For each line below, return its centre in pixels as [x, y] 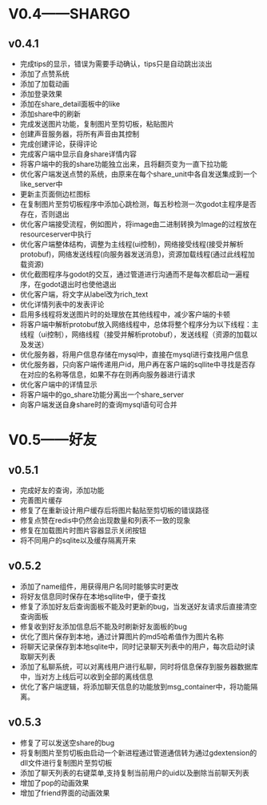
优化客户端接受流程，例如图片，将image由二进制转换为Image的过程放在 [138, 224]
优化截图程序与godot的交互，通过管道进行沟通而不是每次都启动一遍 [131, 274]
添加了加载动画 [44, 84]
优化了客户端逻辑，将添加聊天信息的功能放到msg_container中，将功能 [135, 686]
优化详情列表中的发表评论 [62, 304]
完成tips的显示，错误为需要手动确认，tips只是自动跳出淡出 [116, 64]
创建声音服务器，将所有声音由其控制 [80, 134]
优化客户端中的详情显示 [58, 384]
